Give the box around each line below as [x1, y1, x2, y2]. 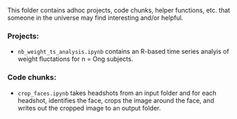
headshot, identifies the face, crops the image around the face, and [17, 96, 214, 105]
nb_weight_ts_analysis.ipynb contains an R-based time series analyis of [17, 47, 230, 56]
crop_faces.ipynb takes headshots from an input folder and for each [17, 89, 217, 97]
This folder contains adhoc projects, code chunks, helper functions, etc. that [7, 6, 231, 14]
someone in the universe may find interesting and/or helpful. [7, 13, 184, 22]
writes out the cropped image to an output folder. [17, 103, 161, 112]
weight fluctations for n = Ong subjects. [17, 55, 134, 63]
